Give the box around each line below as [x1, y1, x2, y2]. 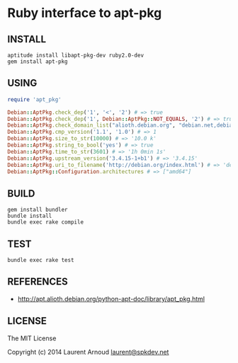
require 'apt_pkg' [7, 96, 62, 103]
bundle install [7, 212, 52, 220]
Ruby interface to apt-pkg [7, 5, 162, 21]
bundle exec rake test [7, 257, 74, 264]
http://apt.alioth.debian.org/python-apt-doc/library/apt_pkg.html [17, 294, 205, 303]
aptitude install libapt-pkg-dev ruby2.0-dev [7, 52, 144, 59]
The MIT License [7, 334, 57, 342]
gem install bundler [7, 207, 69, 214]
